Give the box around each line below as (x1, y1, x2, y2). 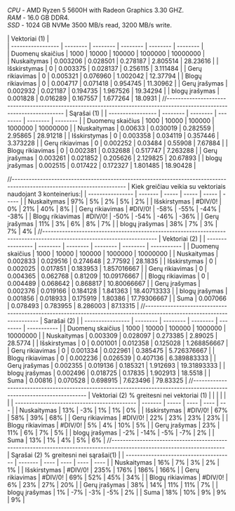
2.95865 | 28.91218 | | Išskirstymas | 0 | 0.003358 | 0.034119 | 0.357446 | (7, 131, 220, 140)
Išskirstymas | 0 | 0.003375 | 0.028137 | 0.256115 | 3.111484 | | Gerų (7, 65, 202, 72)
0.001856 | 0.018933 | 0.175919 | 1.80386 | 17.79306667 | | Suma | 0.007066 (7, 294, 227, 303)
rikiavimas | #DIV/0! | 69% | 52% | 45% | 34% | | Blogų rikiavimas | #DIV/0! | (7, 473, 228, 482)
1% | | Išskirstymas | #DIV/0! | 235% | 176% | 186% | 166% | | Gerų (7, 466, 200, 474)
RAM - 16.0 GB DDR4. (7, 13, 70, 22)
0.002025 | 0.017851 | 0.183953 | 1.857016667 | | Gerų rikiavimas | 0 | (7, 265, 207, 272)
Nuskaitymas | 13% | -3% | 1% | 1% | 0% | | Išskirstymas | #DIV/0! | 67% (19, 406, 228, 414)
